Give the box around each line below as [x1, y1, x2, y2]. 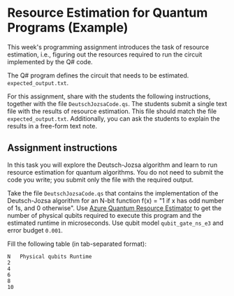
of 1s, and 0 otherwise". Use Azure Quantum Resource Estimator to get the [7, 204, 222, 212]
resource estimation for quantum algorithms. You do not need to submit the [7, 168, 224, 176]
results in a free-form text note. [7, 121, 98, 130]
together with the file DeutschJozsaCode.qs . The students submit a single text [7, 99, 228, 108]
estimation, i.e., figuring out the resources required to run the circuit [7, 50, 203, 59]
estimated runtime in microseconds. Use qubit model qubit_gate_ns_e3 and [7, 219, 224, 227]
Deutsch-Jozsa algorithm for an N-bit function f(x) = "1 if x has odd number [7, 196, 225, 205]
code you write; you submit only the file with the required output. [7, 175, 194, 184]
